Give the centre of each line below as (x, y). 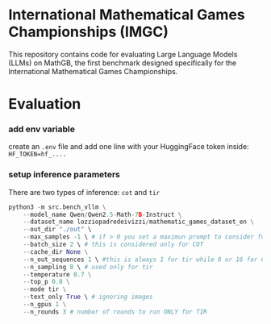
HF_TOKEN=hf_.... (38, 155)
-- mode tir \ (45, 289)
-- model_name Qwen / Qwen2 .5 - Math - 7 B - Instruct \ (102, 214)
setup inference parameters (65, 175)
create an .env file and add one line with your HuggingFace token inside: (129, 147)
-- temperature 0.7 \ (57, 274)
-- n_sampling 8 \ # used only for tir (88, 267)
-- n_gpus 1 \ (45, 305)
